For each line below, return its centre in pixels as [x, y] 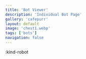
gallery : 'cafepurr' [27, 19]
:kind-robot [17, 52]
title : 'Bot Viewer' [27, 10]
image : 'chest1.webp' [28, 28]
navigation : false [24, 38]
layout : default [22, 24]
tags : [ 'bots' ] [21, 33]
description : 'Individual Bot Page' [44, 14]
